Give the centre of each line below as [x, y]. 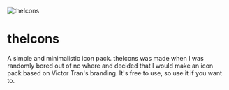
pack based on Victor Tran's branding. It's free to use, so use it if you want [114, 73]
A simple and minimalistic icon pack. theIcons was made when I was [105, 58]
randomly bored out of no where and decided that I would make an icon [110, 66]
